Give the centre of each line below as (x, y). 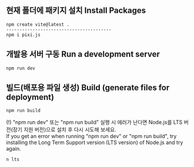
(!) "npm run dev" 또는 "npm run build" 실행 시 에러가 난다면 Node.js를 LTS (94, 122)
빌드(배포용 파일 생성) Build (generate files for (88, 88)
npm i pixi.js (24, 35)
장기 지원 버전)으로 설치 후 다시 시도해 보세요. (64, 130)
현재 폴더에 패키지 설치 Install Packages (76, 11)
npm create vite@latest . (38, 24)
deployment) (30, 97)
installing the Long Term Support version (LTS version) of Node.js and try (95, 142)
